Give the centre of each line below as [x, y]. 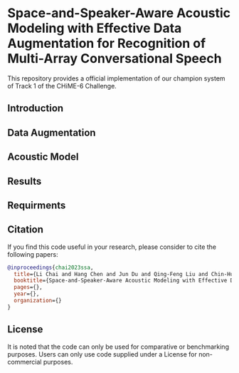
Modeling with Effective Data [95, 28]
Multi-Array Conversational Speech [115, 59]
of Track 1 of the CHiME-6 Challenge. [62, 86]
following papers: [33, 254]
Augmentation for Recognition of [107, 44]
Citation [26, 230]
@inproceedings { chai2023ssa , [51, 267]
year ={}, [27, 294]
